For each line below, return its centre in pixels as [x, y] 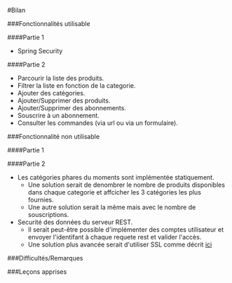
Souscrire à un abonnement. [58, 116]
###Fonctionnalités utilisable [49, 24]
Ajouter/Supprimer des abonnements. [71, 108]
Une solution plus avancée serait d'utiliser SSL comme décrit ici [120, 244]
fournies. [41, 200]
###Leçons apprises [37, 272]
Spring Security [40, 51]
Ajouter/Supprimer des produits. [64, 100]
